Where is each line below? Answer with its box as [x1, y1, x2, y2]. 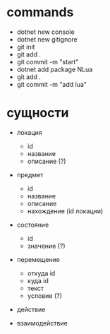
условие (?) [27, 291, 63, 300]
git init [16, 42, 35, 51]
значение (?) [27, 241, 66, 250]
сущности [6, 105, 69, 121]
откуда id [27, 269, 56, 278]
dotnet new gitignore [16, 35, 78, 43]
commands [6, 4, 74, 20]
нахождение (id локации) [27, 206, 104, 215]
